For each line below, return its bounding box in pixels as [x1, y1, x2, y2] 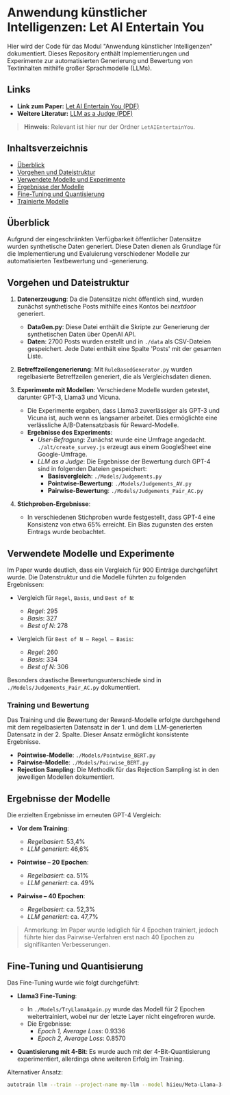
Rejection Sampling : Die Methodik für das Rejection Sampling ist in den [16, 766, 220, 774]
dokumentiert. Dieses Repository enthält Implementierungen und [7, 49, 190, 58]
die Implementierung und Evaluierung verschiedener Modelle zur [7, 250, 190, 258]
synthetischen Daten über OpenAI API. [27, 330, 136, 339]
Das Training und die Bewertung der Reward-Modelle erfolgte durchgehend [7, 716, 220, 724]
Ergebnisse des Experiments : [27, 429, 113, 437]
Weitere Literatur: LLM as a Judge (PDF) [16, 109, 133, 117]
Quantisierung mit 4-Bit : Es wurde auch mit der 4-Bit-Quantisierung [16, 1047, 211, 1055]
